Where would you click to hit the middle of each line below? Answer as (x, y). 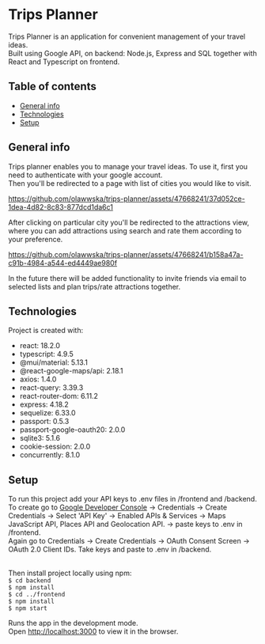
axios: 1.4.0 (38, 379)
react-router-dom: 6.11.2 (59, 396)
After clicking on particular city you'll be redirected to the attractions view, (129, 222)
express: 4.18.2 (44, 404)
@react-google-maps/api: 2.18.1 (72, 371)
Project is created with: (46, 331)
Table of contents (52, 87)
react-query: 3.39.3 (51, 388)
